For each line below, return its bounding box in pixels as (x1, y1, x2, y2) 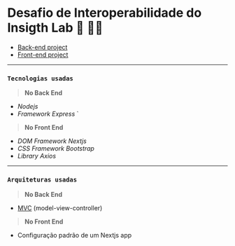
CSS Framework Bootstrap (17, 144, 94, 153)
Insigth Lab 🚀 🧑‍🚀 (7, 20, 104, 36)
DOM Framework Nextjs (17, 137, 87, 145)
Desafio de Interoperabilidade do (7, 5, 202, 21)
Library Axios (17, 152, 57, 160)
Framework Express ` (17, 110, 79, 118)
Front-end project (17, 50, 69, 59)
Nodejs (17, 102, 38, 111)
